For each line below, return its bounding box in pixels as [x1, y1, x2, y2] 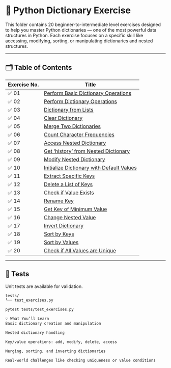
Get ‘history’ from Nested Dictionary [44, 147, 130, 154]
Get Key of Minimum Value [44, 205, 107, 213]
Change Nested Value [44, 214, 96, 221]
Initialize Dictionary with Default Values [44, 164, 137, 171]
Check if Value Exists [44, 189, 94, 196]
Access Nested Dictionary [44, 139, 106, 146]
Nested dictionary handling [5, 330, 65, 335]
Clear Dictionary [44, 114, 83, 121]
